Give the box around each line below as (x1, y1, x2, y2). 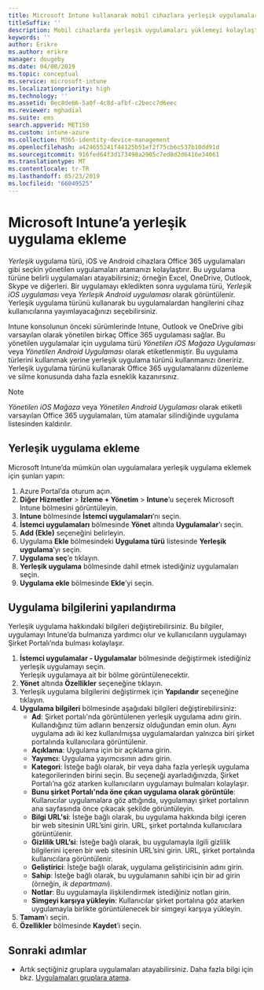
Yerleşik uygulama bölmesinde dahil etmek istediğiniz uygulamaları (19, 561, 239, 571)
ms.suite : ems (8, 114, 55, 122)
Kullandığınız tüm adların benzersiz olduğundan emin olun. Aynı (31, 720, 237, 730)
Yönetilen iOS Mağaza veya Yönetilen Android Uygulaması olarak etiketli (8, 402, 242, 411)
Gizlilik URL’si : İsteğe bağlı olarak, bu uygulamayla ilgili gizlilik (31, 837, 231, 847)
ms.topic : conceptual (8, 70, 79, 78)
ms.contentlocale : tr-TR (8, 165, 90, 173)
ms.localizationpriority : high (8, 84, 111, 93)
